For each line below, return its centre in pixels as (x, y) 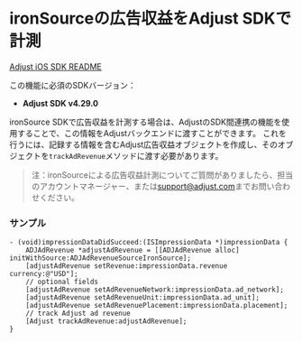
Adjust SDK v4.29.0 (60, 103)
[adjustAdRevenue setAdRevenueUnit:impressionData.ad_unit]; (142, 298)
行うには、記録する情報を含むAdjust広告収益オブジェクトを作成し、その (143, 144)
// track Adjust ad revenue (78, 314)
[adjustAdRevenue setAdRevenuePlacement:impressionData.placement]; (157, 306)
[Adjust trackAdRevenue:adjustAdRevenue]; (106, 321)
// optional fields (62, 282)
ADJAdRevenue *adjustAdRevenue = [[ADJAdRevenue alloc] (133, 250)
